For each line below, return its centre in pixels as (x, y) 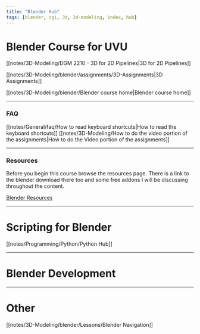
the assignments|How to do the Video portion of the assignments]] (88, 139)
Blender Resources (29, 198)
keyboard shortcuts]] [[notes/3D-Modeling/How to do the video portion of (97, 133)
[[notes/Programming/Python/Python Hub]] (60, 244)
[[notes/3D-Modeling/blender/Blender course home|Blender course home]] (99, 92)
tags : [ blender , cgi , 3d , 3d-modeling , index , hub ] (71, 17)
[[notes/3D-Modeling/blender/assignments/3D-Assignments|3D (85, 75)
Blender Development (61, 273)
